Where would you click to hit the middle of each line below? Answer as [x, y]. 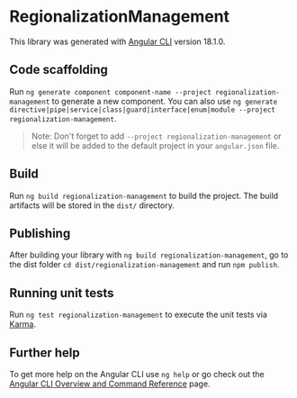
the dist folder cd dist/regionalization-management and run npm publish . [144, 265]
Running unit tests [62, 293]
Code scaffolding [58, 70]
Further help [45, 353]
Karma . [22, 324]
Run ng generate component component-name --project [110, 91]
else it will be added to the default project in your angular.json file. [155, 145]
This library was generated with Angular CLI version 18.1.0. [117, 41]
